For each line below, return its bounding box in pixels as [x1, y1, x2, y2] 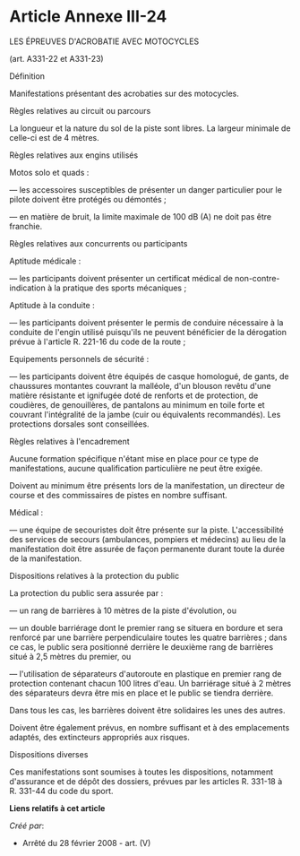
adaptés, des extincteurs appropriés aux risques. [9, 731, 191, 742]
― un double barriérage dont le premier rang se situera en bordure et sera [9, 622, 284, 633]
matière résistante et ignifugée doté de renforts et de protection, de [9, 390, 259, 401]
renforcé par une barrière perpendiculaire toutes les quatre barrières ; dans [9, 632, 287, 643]
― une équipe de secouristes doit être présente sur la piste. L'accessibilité [9, 524, 284, 535]
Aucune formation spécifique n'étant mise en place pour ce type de [9, 453, 259, 463]
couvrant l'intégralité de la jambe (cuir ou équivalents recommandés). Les [9, 409, 281, 419]
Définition [9, 70, 46, 82]
